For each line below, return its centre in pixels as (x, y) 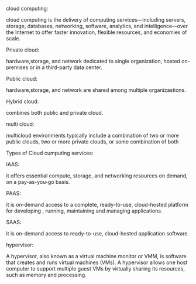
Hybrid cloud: (23, 101)
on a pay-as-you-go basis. (38, 182)
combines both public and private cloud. (55, 113)
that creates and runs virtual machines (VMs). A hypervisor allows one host (97, 262)
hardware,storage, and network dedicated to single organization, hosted (93, 61)
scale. (13, 38)
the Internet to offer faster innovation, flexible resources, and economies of (97, 32)
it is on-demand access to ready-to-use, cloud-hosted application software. (97, 233)
